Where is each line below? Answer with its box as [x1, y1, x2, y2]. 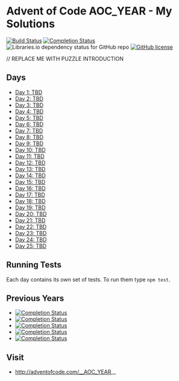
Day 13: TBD [14, 165, 46, 172]
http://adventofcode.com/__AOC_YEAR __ [14, 368, 116, 376]
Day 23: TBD [14, 229, 47, 236]
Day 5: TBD [14, 114, 43, 121]
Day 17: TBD [14, 191, 45, 198]
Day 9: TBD [14, 140, 44, 147]
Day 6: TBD [14, 121, 44, 128]
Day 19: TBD [14, 204, 46, 211]
